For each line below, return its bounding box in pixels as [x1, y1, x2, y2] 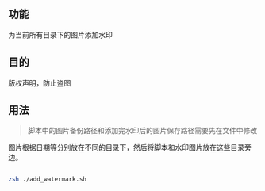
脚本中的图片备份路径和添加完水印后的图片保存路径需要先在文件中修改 [27, 126, 258, 136]
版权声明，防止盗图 [8, 78, 71, 87]
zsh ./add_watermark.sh [8, 175, 87, 184]
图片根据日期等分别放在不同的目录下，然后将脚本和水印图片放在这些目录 [8, 143, 244, 152]
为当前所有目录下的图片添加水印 [8, 30, 113, 40]
